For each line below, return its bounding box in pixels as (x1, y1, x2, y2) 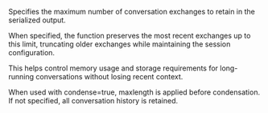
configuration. (8, 48, 55, 57)
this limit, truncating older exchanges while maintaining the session (8, 39, 231, 49)
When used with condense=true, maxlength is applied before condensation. (8, 87, 260, 97)
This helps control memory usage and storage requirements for (8, 63, 219, 73)
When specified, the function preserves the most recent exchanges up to (8, 31, 251, 40)
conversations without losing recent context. (35, 72, 183, 81)
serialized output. (8, 15, 66, 25)
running (8, 72, 35, 81)
